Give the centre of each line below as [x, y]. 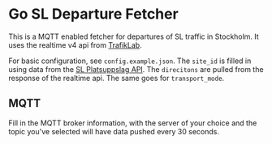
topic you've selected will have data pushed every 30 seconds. [114, 131]
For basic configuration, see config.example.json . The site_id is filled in [130, 61]
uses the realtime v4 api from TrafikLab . [75, 44]
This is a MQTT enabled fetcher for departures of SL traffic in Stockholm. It [134, 36]
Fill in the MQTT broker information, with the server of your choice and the [133, 123]
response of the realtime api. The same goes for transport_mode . [117, 78]
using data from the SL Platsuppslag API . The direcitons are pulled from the [136, 69]
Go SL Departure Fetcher [93, 14]
